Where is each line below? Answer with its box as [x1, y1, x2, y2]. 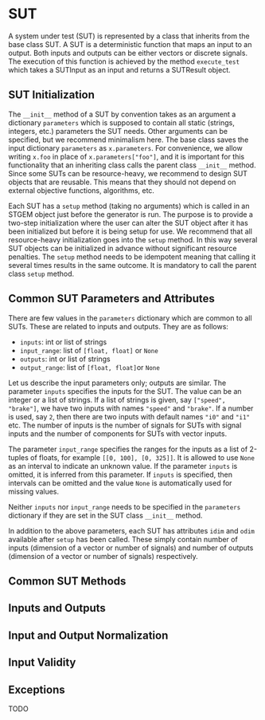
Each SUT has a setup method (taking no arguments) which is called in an [8, 201, 250, 210]
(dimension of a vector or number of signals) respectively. [8, 551, 199, 561]
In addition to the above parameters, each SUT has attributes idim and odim [8, 525, 255, 535]
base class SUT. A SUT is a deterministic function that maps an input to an [8, 39, 252, 49]
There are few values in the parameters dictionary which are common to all [8, 313, 252, 323]
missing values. [8, 486, 60, 496]
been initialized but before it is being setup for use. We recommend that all [8, 226, 253, 236]
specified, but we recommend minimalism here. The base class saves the [8, 135, 249, 144]
